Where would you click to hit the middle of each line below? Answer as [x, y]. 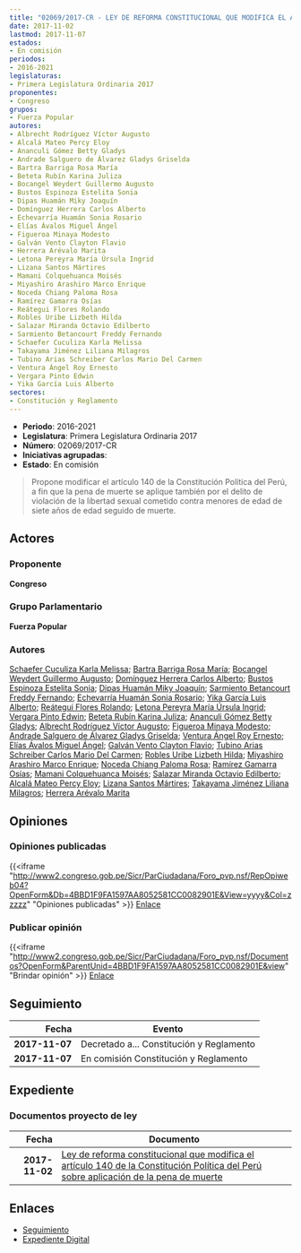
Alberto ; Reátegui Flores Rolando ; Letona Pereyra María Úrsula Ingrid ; [138, 707]
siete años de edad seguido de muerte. [103, 510]
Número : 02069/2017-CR [69, 445]
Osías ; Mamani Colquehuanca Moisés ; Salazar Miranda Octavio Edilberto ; [145, 774]
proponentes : [34, 92]
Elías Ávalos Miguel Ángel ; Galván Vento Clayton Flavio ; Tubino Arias [136, 746]
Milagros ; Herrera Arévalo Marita [69, 793]
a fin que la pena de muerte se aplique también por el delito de [147, 491]
